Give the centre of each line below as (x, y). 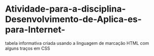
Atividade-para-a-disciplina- (66, 9)
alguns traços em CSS (28, 48)
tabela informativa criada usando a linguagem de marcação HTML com (77, 43)
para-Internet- (35, 30)
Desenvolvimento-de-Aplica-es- (73, 19)
